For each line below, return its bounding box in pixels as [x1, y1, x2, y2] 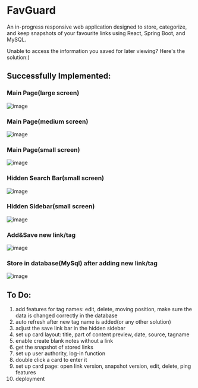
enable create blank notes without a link [15, 337, 114, 345]
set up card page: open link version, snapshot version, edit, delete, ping [15, 362, 191, 370]
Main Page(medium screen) [7, 117, 89, 126]
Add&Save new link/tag [7, 230, 76, 239]
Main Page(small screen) [7, 145, 80, 154]
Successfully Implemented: [7, 71, 111, 81]
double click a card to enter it [15, 356, 87, 364]
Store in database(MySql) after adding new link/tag [7, 259, 158, 268]
